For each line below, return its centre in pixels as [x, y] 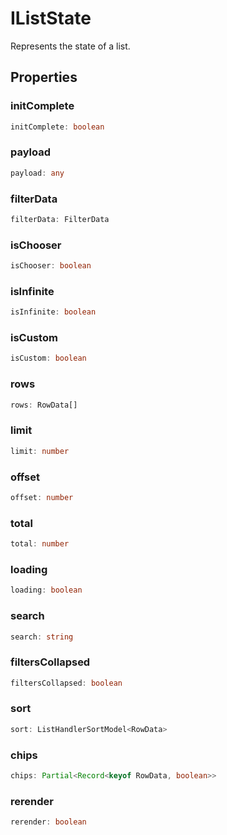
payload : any [37, 173]
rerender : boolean [48, 822]
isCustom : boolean [48, 358]
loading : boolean [46, 590]
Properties [44, 77]
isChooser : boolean [51, 266]
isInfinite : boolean [53, 312]
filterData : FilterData [60, 219]
